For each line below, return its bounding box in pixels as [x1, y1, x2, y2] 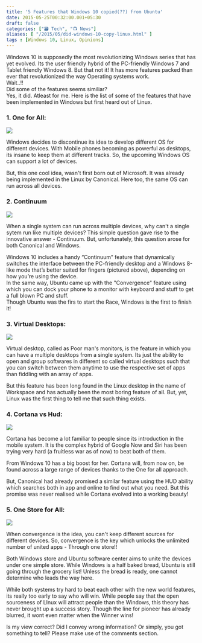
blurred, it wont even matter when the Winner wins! [6, 612, 134, 619]
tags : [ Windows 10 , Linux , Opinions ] [6, 37, 104, 43]
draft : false [6, 20, 39, 26]
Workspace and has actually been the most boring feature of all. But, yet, [6, 388, 188, 395]
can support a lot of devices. [6, 158, 78, 165]
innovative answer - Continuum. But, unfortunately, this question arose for [6, 235, 191, 242]
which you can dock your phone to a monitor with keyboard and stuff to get [6, 285, 194, 293]
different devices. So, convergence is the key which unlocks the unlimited [6, 537, 190, 544]
